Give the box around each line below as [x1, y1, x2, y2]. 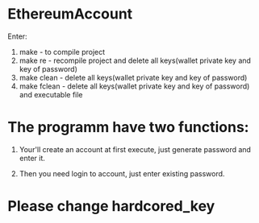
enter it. [19, 153, 46, 163]
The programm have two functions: [7, 118, 249, 137]
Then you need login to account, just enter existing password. [19, 168, 225, 178]
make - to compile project [19, 47, 106, 56]
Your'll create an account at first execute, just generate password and [19, 144, 252, 154]
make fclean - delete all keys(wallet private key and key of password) [19, 81, 250, 91]
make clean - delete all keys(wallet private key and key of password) [19, 72, 248, 82]
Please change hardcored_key [7, 197, 215, 216]
